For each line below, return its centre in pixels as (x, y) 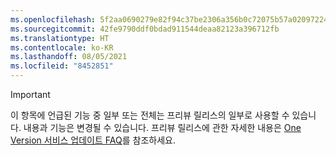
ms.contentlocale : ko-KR (62, 47)
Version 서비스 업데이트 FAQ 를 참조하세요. (93, 140)
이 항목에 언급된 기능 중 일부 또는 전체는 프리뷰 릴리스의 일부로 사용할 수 (150, 115)
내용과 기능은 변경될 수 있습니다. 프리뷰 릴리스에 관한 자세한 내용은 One (162, 127)
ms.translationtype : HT (60, 38)
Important (30, 94)
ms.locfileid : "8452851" (62, 66)
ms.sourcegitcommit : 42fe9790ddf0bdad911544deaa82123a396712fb (145, 29)
